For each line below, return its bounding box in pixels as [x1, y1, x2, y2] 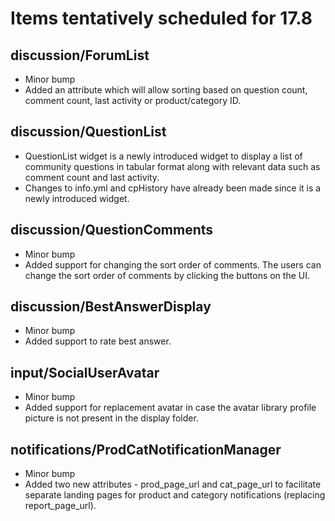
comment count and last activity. [24, 171, 160, 183]
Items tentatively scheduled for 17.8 [10, 7, 313, 30]
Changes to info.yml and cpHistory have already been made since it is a [24, 182, 322, 194]
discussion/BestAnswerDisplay [10, 298, 212, 316]
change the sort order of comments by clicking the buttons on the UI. [24, 269, 311, 281]
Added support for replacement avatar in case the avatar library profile [24, 402, 317, 414]
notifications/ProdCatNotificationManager [10, 441, 282, 458]
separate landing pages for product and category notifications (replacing [24, 489, 326, 501]
